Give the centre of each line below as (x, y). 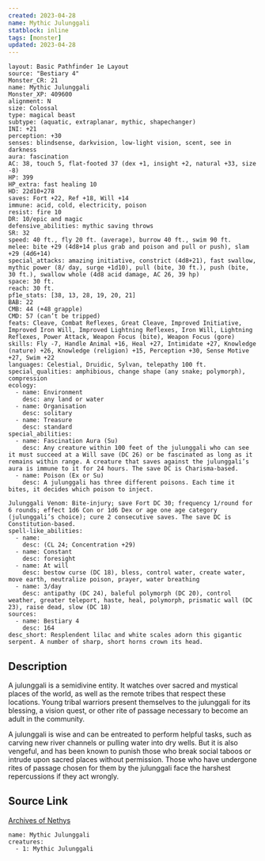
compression (28, 379)
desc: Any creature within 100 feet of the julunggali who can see (136, 448)
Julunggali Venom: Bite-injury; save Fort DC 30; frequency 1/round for (131, 504)
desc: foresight (49, 559)
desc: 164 (39, 628)
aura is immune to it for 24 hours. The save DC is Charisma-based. (123, 469)
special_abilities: (40, 434)
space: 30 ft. (32, 282)
